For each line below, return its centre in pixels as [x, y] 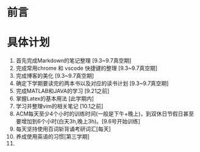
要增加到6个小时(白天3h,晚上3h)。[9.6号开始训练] [78, 122]
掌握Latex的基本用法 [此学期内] [55, 98]
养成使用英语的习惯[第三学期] [53, 137]
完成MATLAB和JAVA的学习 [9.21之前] [62, 91]
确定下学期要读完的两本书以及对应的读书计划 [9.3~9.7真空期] [92, 83]
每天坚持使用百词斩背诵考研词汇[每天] [63, 129]
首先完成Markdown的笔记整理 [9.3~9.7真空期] [73, 61]
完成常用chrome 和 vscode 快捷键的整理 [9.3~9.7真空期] [87, 68]
